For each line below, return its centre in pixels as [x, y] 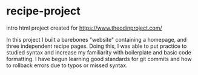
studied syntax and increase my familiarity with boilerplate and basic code [99, 52]
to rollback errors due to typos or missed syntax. [67, 65]
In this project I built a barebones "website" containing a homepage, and [96, 39]
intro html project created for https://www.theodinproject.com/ [84, 28]
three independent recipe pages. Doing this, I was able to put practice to [97, 46]
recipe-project [43, 11]
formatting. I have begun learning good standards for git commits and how [99, 59]
